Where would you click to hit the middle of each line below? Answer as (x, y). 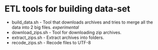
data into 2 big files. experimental (45, 27)
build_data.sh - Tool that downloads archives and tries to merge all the (82, 22)
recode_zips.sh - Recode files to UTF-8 (51, 42)
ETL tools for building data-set (67, 9)
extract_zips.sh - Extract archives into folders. (58, 37)
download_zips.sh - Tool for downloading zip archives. (66, 32)
